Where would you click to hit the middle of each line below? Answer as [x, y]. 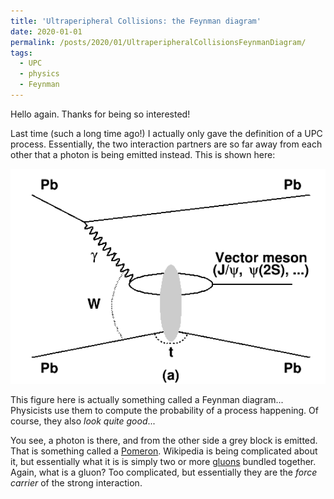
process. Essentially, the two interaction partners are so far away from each [166, 144]
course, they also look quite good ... [83, 421]
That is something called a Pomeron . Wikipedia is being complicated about [164, 451]
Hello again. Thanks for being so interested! [100, 114]
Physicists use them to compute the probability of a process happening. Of [164, 410]
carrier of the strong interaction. [76, 482]
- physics [39, 74]
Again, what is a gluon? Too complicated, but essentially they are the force [164, 472]
